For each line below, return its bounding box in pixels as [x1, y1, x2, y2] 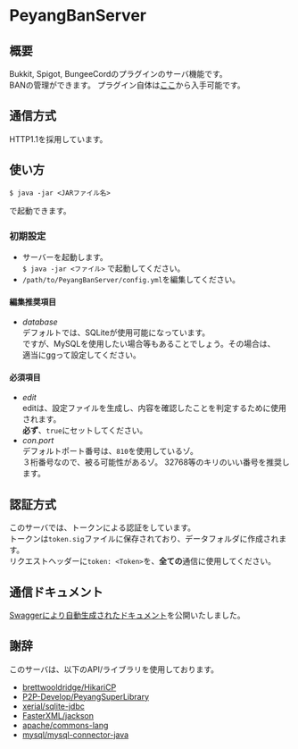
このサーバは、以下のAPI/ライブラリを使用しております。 [9, 663, 219, 675]
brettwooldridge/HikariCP [21, 681, 117, 693]
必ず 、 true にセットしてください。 [21, 425, 148, 436]
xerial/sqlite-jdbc [21, 701, 85, 711]
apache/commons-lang [21, 720, 109, 730]
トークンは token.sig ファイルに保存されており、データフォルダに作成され [9, 534, 279, 544]
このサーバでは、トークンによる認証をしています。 [9, 522, 196, 533]
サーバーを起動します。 [21, 251, 109, 262]
